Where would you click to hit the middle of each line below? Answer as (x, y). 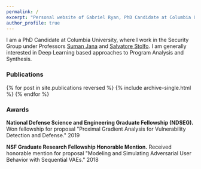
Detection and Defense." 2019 (43, 135)
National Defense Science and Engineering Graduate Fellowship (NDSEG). (100, 122)
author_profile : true (33, 23)
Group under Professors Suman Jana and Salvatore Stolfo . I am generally (96, 46)
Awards (18, 110)
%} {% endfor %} (28, 94)
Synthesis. (19, 59)
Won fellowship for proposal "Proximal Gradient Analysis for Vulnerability (96, 129)
